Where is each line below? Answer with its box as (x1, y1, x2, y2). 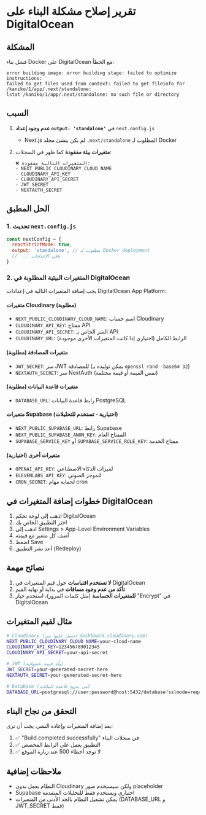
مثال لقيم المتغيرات (6, 616, 72, 627)
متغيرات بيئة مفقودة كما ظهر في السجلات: (15, 148, 112, 155)
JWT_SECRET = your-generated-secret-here (6, 666, 109, 673)
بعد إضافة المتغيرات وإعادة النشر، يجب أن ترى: (6, 722, 113, 730)
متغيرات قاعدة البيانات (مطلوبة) (6, 383, 78, 391)
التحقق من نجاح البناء (6, 706, 77, 716)
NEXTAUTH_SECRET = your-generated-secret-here (6, 672, 122, 678)
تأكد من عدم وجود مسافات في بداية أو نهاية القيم (15, 585, 126, 593)
